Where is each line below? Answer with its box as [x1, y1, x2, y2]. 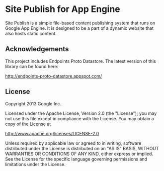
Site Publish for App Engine [5, 3, 120, 15]
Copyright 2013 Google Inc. [5, 100, 61, 106]
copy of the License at [5, 121, 51, 127]
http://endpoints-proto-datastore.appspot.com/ [5, 73, 102, 79]
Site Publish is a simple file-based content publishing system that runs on [5, 20, 156, 26]
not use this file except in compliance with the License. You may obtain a [5, 115, 154, 121]
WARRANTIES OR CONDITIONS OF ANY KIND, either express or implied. [5, 151, 153, 157]
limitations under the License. [5, 161, 66, 167]
